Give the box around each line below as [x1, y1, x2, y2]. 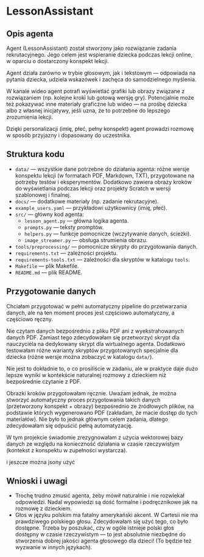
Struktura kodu [6, 149, 65, 159]
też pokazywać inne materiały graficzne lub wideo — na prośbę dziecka [6, 100, 187, 108]
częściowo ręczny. [6, 315, 54, 323]
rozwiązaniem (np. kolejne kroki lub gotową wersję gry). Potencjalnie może [6, 94, 194, 101]
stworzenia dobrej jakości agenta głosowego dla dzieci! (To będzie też [15, 537, 192, 545]
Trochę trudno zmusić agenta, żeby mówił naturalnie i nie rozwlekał [15, 492, 185, 499]
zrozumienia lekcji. [6, 114, 53, 120]
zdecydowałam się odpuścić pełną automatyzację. [6, 421, 133, 429]
